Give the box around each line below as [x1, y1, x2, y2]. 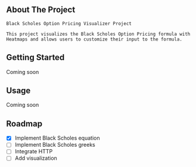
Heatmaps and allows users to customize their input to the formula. [6, 36, 183, 42]
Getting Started [6, 52, 65, 63]
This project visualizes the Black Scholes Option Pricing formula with [6, 31, 191, 37]
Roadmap [6, 119, 43, 129]
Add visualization [14, 154, 58, 162]
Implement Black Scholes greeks [14, 141, 95, 149]
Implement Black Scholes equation [14, 134, 100, 142]
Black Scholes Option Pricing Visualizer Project [6, 20, 132, 26]
